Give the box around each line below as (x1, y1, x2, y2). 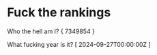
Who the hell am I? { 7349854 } (7, 27, 96, 35)
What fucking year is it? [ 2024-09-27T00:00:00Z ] (7, 40, 152, 48)
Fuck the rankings (7, 5, 111, 20)
